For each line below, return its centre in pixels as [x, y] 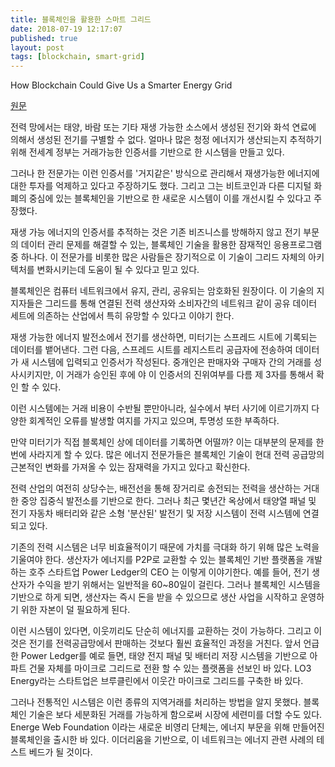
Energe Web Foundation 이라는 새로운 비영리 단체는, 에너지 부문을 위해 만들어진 [167, 727]
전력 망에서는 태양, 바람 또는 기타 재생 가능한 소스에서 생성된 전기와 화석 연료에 [163, 127]
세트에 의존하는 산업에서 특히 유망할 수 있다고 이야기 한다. [122, 316]
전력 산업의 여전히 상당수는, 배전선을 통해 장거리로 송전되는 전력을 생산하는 [156, 488]
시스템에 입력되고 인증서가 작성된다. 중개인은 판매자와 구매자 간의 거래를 [171, 362]
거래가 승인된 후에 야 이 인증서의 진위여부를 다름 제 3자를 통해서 [190, 375]
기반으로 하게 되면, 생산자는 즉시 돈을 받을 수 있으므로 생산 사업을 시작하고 [154, 597]
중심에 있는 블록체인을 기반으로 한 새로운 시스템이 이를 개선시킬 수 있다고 [170, 198]
